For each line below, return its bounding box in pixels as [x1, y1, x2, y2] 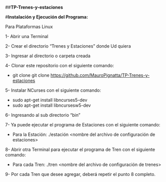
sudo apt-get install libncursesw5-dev [12, 102, 91, 108]
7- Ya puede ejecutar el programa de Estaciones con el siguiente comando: [5, 122, 160, 127]
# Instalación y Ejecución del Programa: [5, 14, 88, 20]
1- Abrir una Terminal [5, 34, 48, 39]
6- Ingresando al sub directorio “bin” [5, 112, 81, 118]
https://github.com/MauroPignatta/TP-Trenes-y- [50, 72, 150, 78]
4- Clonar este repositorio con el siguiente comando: [5, 63, 114, 68]
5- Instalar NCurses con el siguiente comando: [5, 87, 101, 93]
